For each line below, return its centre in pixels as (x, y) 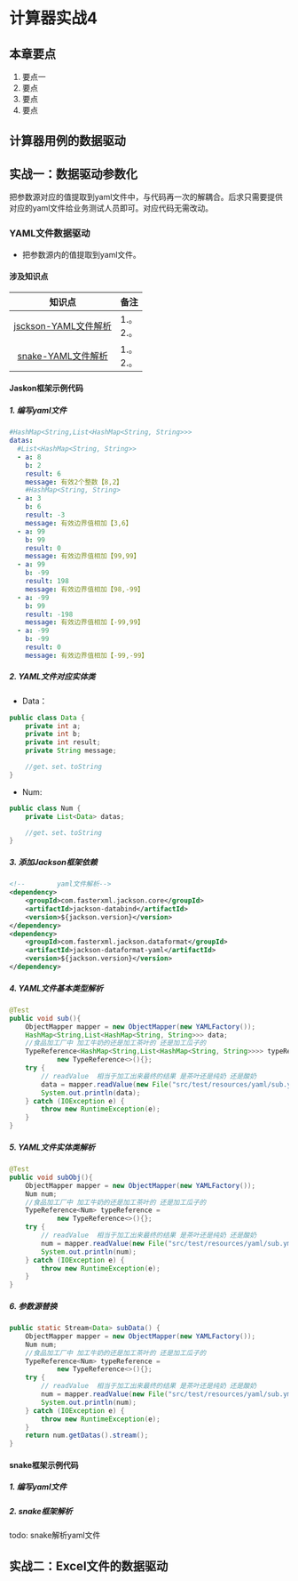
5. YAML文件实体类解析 (52, 1147)
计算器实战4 (53, 18)
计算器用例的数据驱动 (67, 141)
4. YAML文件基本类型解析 (56, 988)
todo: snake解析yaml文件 (55, 1536)
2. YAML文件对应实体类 (52, 677)
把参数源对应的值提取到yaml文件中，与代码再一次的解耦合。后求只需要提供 (146, 197)
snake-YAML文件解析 (63, 356)
